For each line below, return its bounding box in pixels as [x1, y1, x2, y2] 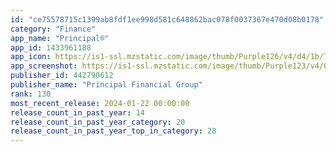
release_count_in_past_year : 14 [10, 107, 145, 118]
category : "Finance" [10, 24, 97, 34]
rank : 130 [10, 89, 52, 99]
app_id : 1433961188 [10, 42, 92, 53]
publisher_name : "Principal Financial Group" [10, 80, 203, 90]
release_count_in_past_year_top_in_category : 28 [10, 126, 217, 136]
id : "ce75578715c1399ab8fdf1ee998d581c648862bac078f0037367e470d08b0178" [10, 14, 325, 25]
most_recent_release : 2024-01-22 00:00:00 [10, 98, 190, 108]
